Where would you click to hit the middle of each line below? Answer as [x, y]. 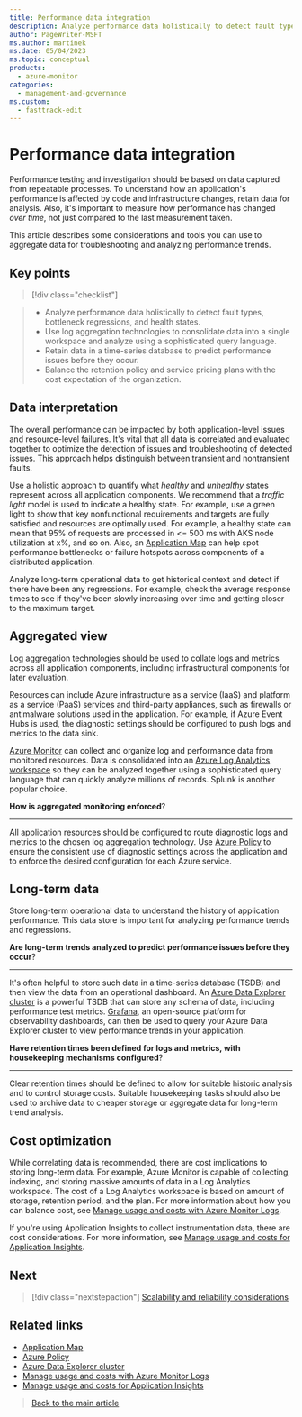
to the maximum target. [53, 608]
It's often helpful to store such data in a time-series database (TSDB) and [145, 983]
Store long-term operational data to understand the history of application [144, 910]
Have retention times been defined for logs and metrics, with [125, 1048]
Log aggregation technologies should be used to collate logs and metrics [145, 658]
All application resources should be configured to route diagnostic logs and [149, 832]
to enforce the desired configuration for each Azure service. [120, 861]
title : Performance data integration [80, 18]
